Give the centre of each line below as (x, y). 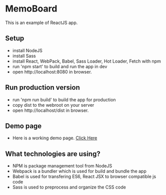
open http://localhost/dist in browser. (50, 110)
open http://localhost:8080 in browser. (52, 72)
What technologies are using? (53, 154)
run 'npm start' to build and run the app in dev (60, 66)
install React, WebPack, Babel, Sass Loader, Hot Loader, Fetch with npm (86, 61)
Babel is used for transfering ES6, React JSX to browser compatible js (84, 176)
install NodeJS (27, 50)
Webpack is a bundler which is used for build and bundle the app (79, 171)
